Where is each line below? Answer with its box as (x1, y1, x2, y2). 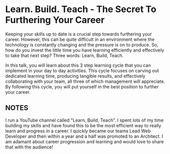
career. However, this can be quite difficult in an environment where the (5, 36, 155, 42)
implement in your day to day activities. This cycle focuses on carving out (5, 67, 159, 74)
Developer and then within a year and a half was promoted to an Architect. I (5, 133, 163, 139)
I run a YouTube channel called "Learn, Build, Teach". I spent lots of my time (5, 117, 164, 123)
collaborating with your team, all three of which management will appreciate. (5, 78, 165, 84)
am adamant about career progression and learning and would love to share (5, 138, 164, 144)
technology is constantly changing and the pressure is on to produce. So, (5, 41, 159, 47)
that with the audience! (5, 144, 53, 150)
